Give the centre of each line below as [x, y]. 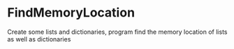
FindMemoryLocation [71, 13]
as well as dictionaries [39, 39]
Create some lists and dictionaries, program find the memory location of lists [117, 32]
